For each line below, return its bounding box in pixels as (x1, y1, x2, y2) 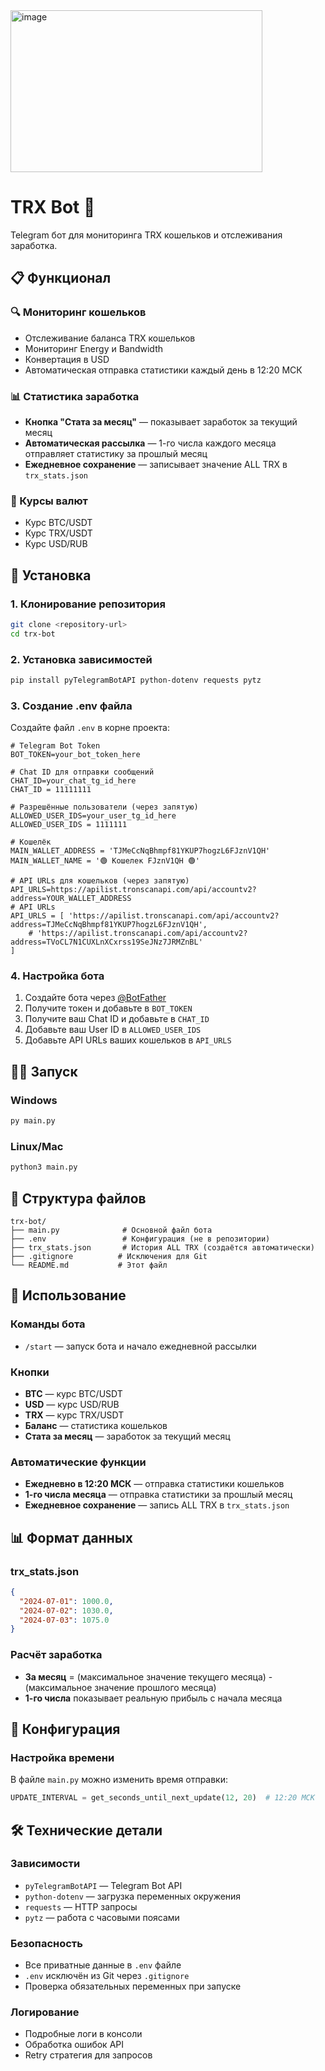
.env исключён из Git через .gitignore (24, 1970, 190, 1982)
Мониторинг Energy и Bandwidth (24, 342, 164, 354)
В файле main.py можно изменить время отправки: (10, 1774, 229, 1786)
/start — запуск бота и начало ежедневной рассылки (24, 1340, 257, 1352)
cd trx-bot (10, 629, 56, 639)
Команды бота (10, 1317, 86, 1331)
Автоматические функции (10, 1455, 147, 1469)
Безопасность (10, 1936, 83, 1950)
